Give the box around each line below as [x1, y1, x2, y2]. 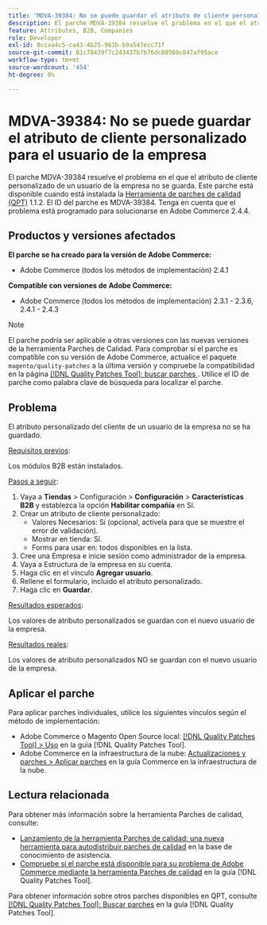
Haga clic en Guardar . [19, 585, 93, 595]
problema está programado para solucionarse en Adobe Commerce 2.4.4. [8, 206, 250, 216]
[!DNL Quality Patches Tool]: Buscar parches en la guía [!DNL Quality [8, 900, 234, 909]
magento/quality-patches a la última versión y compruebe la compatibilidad [8, 361, 255, 371]
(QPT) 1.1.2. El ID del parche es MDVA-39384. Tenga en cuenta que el [8, 197, 236, 207]
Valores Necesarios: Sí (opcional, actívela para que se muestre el [31, 518, 245, 527]
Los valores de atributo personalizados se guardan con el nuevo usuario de [8, 616, 255, 625]
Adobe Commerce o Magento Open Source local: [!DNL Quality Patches [19, 732, 256, 740]
